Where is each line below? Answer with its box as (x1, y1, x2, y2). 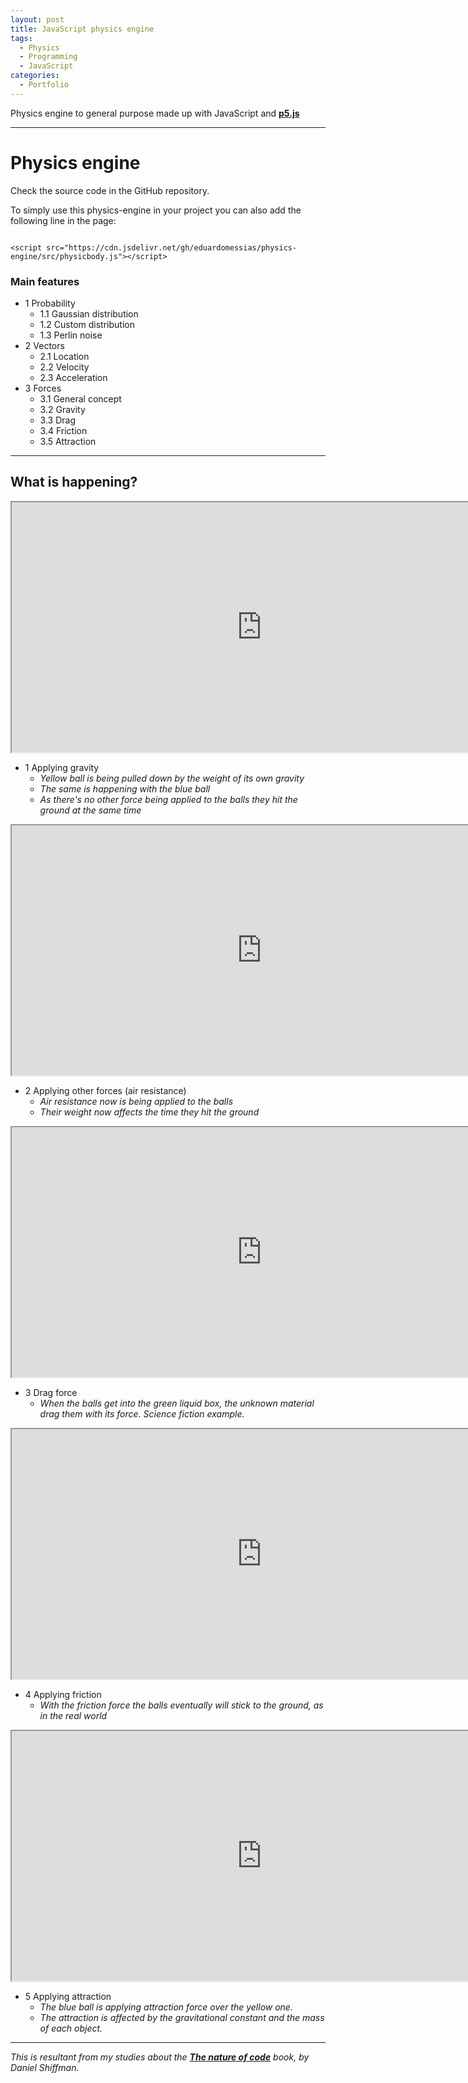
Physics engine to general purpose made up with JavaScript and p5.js (10, 107, 300, 119)
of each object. (39, 2022, 103, 2034)
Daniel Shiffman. (10, 2061, 80, 2073)
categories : (10, 71, 60, 81)
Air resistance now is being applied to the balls (39, 1095, 234, 1107)
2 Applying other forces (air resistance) (24, 1084, 187, 1096)
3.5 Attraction (39, 435, 97, 447)
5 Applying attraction (24, 1990, 112, 2002)
